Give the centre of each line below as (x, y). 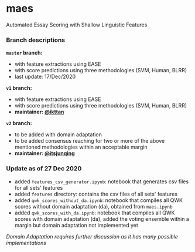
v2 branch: (19, 123)
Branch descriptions (36, 40)
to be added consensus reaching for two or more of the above (90, 141)
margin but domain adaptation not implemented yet (76, 225)
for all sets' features (39, 187)
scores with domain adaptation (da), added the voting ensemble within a (102, 219)
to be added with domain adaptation (58, 135)
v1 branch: (19, 88)
